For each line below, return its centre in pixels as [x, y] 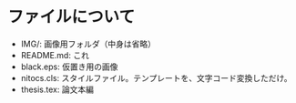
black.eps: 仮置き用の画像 [69, 67]
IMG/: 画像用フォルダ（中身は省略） [88, 44]
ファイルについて [71, 17]
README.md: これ [55, 55]
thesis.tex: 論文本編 [57, 89]
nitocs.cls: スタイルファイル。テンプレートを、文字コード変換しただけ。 [156, 77]
